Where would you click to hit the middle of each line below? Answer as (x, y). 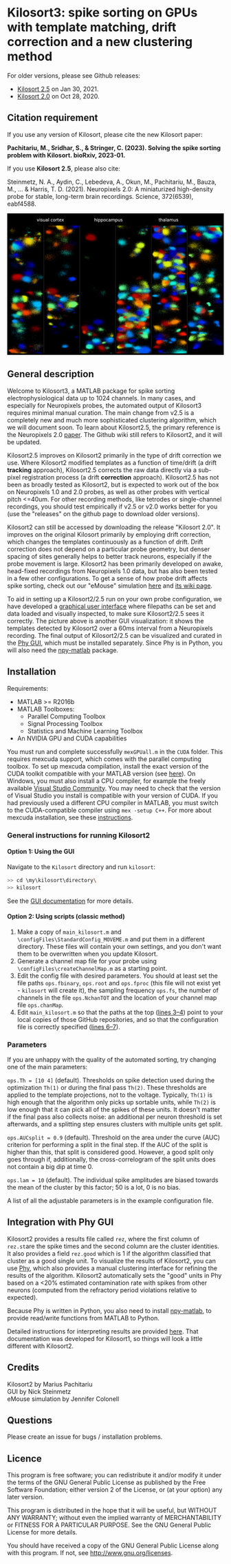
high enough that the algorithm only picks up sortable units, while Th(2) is (112, 1102)
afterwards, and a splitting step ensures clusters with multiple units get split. (115, 1124)
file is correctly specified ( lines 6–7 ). (68, 1027)
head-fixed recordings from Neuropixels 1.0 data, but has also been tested (112, 571)
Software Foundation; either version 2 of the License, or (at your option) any (115, 1490)
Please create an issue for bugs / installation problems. (85, 1437)
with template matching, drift (92, 27)
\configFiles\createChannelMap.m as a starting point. (92, 968)
